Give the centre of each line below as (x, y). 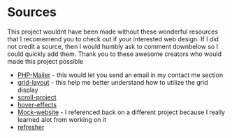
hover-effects (37, 104)
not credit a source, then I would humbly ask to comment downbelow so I (113, 46)
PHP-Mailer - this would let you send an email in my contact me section (120, 75)
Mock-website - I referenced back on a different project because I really (121, 112)
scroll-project (37, 97)
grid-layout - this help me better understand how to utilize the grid (113, 82)
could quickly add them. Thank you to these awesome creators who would (115, 54)
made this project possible (45, 61)
